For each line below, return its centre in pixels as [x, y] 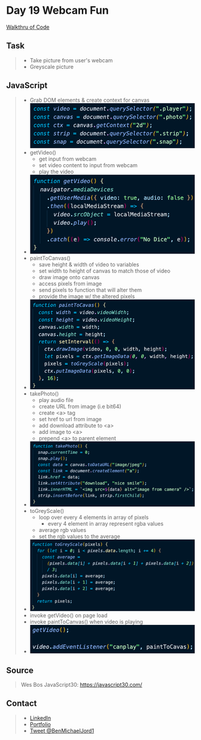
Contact [22, 704]
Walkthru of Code [28, 27]
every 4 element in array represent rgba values [106, 524]
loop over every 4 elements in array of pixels [94, 517]
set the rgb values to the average [80, 536]
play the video [56, 171]
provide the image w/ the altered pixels [87, 297]
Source [20, 670]
